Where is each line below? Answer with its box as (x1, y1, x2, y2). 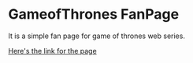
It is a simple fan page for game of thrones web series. (8, 31, 185, 40)
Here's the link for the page (8, 46, 97, 55)
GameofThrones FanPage (8, 5, 180, 23)
